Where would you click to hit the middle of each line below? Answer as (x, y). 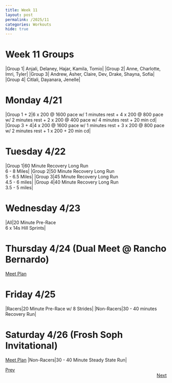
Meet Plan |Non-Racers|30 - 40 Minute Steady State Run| (66, 360)
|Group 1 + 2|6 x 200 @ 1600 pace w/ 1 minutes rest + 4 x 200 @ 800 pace (84, 114)
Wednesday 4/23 (43, 208)
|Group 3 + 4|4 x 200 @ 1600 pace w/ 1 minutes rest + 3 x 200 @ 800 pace (85, 125)
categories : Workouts (28, 24)
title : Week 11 (21, 10)
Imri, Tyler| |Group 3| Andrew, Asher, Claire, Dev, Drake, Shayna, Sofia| (80, 74)
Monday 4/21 (34, 100)
